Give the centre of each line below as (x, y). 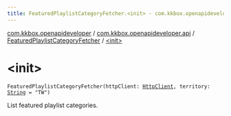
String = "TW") (29, 92)
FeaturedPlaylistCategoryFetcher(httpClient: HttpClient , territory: (109, 86)
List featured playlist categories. (53, 105)
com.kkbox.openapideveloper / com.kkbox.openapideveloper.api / (101, 33)
